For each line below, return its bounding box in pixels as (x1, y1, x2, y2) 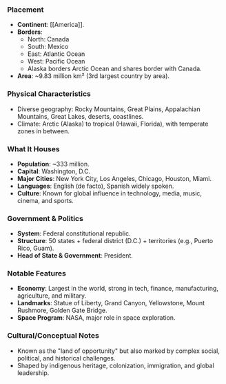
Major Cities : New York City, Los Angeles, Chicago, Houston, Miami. (17, 174, 212, 182)
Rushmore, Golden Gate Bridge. (17, 306, 107, 315)
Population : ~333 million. (17, 160, 90, 168)
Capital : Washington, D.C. (17, 167, 91, 175)
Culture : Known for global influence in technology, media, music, (17, 189, 202, 198)
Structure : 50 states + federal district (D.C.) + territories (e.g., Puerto (17, 237, 214, 245)
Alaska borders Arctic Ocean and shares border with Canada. (27, 64, 202, 73)
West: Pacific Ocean (27, 57, 85, 66)
